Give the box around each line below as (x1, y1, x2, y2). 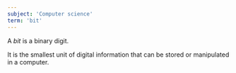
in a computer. (7, 57, 49, 66)
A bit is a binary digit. (7, 36, 69, 45)
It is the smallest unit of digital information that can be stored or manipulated (7, 50, 230, 59)
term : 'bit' (7, 17, 42, 24)
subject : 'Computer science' (7, 10, 93, 18)
